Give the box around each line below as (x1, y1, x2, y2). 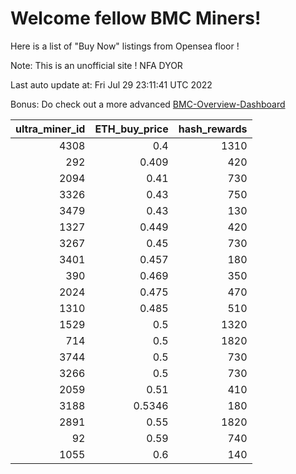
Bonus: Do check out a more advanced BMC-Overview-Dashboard (10, 98, 286, 110)
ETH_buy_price (94, 122, 169, 136)
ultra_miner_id (15, 122, 86, 136)
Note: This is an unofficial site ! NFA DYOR (10, 59, 183, 71)
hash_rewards (178, 122, 248, 136)
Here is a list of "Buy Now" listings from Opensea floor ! (10, 40, 240, 52)
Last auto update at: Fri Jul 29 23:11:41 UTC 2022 (10, 78, 213, 91)
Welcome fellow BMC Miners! (10, 7, 262, 30)
